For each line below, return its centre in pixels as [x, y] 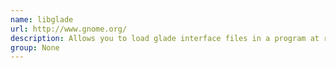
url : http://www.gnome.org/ [69, 29]
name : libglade [42, 19]
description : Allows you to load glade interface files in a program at [165, 38]
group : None [35, 47]
